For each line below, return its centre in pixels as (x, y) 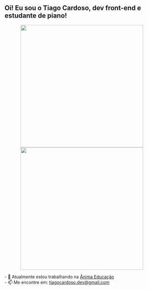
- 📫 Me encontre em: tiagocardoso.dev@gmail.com (57, 282)
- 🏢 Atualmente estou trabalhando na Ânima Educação (59, 277)
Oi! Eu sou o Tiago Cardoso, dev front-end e (73, 8)
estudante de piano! (36, 16)
